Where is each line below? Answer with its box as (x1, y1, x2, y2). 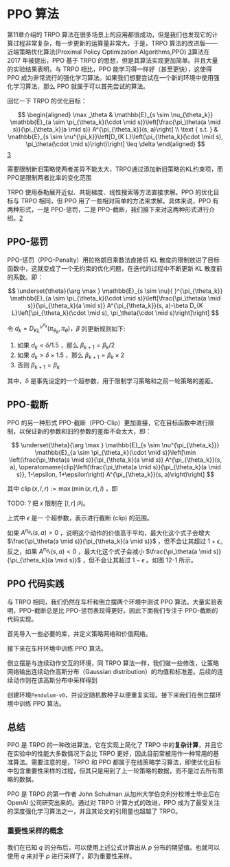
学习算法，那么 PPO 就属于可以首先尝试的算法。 (12, 82, 150, 90)
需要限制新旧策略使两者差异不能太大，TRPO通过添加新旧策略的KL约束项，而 (7, 165, 224, 173)
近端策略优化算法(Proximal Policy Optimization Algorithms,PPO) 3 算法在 (7, 48, 210, 56)
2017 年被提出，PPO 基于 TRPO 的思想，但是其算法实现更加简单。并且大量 (7, 56, 218, 64)
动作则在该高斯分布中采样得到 (12, 676, 97, 684)
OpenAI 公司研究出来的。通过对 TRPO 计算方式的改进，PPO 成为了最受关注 (7, 799, 220, 807)
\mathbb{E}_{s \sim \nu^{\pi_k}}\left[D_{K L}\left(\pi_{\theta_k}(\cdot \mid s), (8, 132, 223, 141)
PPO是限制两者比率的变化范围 (7, 173, 92, 181)
